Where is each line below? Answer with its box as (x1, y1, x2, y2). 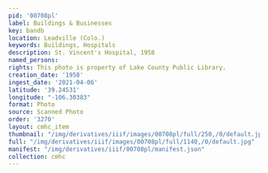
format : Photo (8, 100, 56, 108)
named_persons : (8, 57, 59, 65)
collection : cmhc (8, 152, 66, 160)
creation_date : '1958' (8, 71, 84, 79)
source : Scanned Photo (8, 108, 84, 116)
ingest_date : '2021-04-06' (8, 78, 98, 86)
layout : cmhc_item (8, 123, 69, 131)
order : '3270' (8, 116, 56, 124)
